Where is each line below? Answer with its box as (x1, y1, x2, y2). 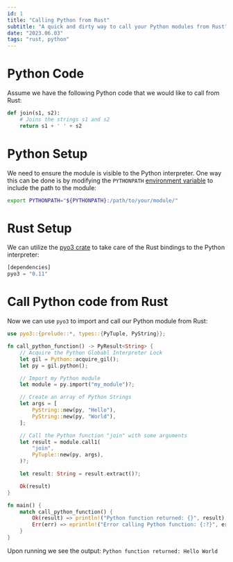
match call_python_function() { (19, 508, 113, 516)
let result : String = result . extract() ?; (19, 470, 141, 477)
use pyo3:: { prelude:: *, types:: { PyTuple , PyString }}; (7, 330, 166, 337)
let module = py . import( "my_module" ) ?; (19, 381, 135, 389)
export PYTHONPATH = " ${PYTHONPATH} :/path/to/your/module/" (7, 197, 178, 204)
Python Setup (7, 146, 88, 162)
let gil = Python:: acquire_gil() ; (19, 355, 119, 363)
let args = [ (19, 400, 58, 407)
